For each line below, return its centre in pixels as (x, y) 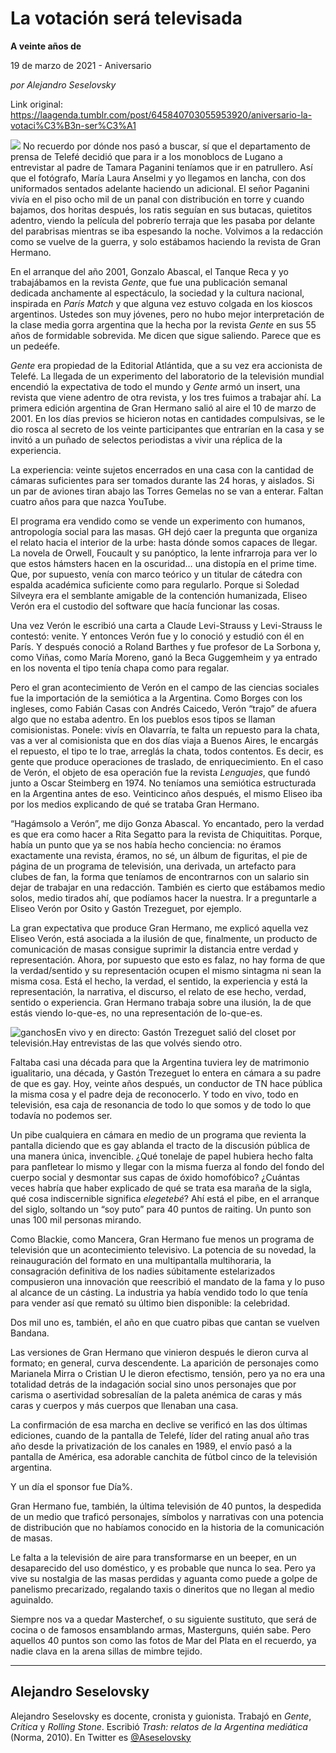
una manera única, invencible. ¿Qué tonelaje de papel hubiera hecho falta (162, 1156)
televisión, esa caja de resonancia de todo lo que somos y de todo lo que (161, 1104)
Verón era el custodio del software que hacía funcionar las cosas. (145, 606)
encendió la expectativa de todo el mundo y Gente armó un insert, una (155, 386)
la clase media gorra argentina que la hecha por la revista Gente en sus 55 (163, 324)
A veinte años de (46, 46)
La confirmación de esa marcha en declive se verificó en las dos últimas (159, 1424)
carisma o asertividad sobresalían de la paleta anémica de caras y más (156, 1394)
